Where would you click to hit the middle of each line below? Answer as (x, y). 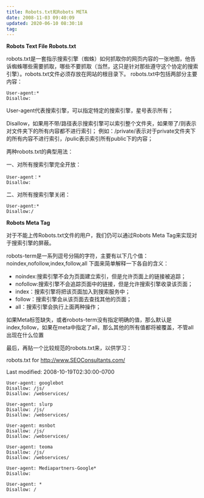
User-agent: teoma (30, 447)
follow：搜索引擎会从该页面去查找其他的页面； (73, 300)
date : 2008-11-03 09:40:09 (40, 18)
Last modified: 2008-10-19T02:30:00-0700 (60, 372)
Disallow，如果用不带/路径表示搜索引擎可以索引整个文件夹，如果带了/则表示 (101, 124)
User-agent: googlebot (35, 383)
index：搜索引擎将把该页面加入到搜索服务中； (73, 292)
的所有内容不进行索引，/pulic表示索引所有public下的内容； (80, 139)
